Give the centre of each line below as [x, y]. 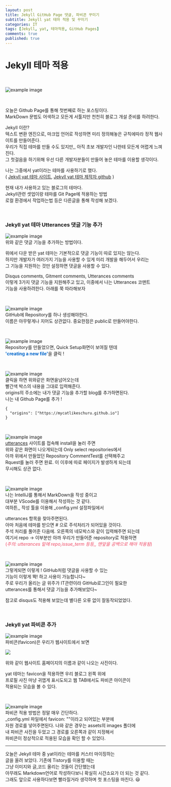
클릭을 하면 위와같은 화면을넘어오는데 [42, 380]
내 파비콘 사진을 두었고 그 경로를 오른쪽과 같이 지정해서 [60, 732]
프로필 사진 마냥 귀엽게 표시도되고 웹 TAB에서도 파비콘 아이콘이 [68, 680]
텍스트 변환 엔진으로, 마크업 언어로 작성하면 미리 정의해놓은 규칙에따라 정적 [79, 134]
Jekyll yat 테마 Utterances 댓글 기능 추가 [54, 224]
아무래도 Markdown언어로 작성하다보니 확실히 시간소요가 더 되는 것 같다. [78, 773]
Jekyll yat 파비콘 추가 [31, 625]
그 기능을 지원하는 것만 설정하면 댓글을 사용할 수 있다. [58, 266]
